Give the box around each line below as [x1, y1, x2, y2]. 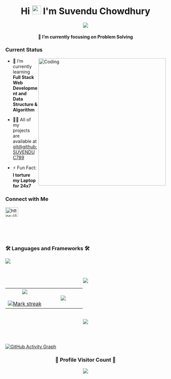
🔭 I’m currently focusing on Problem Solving [38, 34, 133, 40]
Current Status [5, 46, 43, 53]
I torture [12, 172, 31, 178]
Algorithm [12, 106, 35, 113]
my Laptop [12, 177, 36, 183]
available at [12, 138, 37, 144]
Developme [12, 85, 38, 91]
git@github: [12, 143, 37, 150]
